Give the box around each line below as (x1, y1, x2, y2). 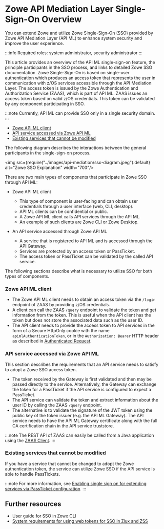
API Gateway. (19, 243, 46, 249)
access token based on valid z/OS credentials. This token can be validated (5, 95, 155, 101)
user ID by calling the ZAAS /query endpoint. (12, 402, 102, 408)
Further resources (5, 500, 61, 508)
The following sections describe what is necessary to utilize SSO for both (5, 268, 152, 274)
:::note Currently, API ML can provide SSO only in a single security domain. (5, 110, 155, 116)
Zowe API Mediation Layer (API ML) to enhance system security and (5, 35, 143, 41)
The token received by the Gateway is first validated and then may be (12, 376, 152, 382)
